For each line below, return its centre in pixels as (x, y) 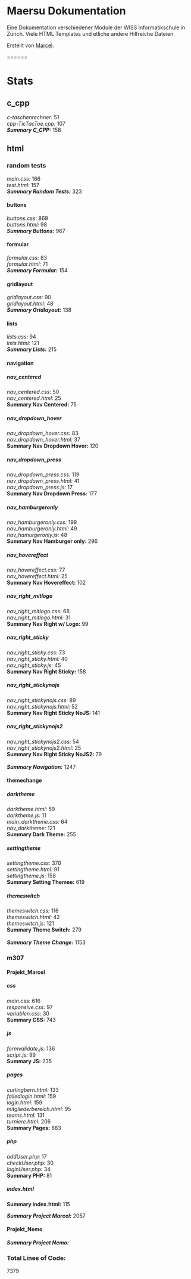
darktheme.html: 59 (31, 809)
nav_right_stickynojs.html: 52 (42, 706)
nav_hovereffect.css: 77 (36, 570)
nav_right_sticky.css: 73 (36, 652)
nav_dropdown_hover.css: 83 (43, 433)
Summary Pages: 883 (34, 1128)
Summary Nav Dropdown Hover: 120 (53, 446)
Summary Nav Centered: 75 (42, 404)
